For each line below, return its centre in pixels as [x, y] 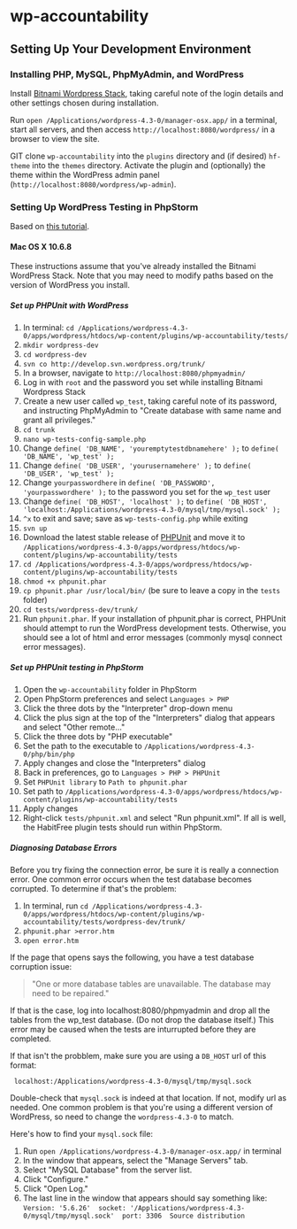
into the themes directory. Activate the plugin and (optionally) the [148, 165]
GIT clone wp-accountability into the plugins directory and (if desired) [139, 156]
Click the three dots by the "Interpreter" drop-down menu [128, 708]
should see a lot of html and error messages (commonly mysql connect [152, 638]
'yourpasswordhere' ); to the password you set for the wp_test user [147, 492]
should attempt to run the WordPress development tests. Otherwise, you [154, 628]
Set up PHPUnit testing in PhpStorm [77, 667]
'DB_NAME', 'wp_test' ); [69, 457]
